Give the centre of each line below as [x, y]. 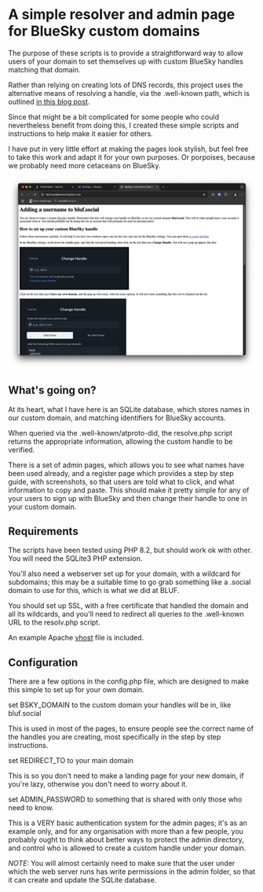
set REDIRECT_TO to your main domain [71, 761]
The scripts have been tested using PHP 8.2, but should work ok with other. [130, 550]
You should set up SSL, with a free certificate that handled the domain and [128, 606]
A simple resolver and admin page [122, 15]
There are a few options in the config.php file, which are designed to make [129, 681]
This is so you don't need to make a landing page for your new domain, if [126, 776]
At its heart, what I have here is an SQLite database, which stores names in [129, 409]
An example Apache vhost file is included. [76, 638]
